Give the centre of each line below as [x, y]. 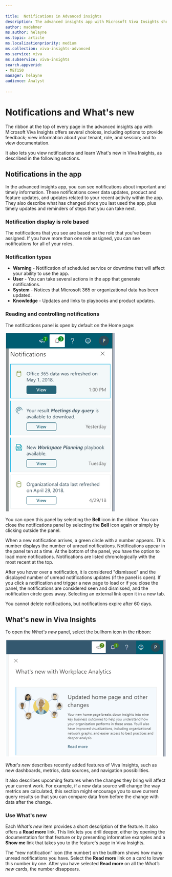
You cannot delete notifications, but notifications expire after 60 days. [79, 604]
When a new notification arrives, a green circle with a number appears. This [85, 540]
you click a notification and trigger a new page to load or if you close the [82, 583]
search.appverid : [24, 65]
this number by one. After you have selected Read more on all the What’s [83, 864]
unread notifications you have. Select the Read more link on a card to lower [85, 858]
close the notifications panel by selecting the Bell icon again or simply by [82, 525]
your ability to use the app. [41, 273]
